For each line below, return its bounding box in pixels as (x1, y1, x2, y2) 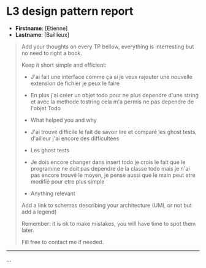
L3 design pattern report (6, 4, 134, 18)
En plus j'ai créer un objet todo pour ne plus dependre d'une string (30, 91, 199, 99)
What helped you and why (30, 116, 97, 124)
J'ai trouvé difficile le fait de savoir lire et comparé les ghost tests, (30, 128, 197, 135)
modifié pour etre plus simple (30, 177, 105, 185)
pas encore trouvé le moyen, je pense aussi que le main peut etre (30, 171, 196, 179)
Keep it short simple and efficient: (21, 61, 107, 69)
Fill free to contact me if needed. (21, 238, 104, 245)
